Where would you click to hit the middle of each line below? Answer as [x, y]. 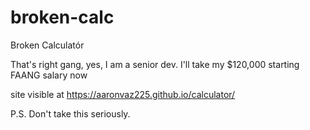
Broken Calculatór [47, 45]
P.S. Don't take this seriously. [70, 113]
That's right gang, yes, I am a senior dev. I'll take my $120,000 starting [155, 64]
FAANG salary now [49, 75]
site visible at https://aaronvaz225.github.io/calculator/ [123, 94]
